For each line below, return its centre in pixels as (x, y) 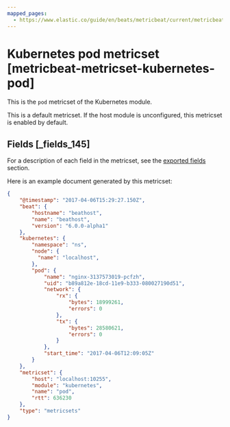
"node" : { (46, 251)
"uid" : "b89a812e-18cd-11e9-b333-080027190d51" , (114, 283)
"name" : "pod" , (53, 392)
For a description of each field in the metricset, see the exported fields (106, 161)
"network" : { (62, 290)
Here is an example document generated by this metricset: (90, 181)
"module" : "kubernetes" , (67, 385)
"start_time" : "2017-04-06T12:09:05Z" (99, 354)
